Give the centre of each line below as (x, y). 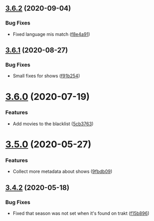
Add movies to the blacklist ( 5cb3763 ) (53, 124)
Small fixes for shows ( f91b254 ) (46, 76)
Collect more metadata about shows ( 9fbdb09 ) (63, 171)
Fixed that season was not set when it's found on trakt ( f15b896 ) (81, 213)
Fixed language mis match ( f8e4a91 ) (51, 34)
